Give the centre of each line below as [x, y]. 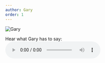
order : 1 [14, 15]
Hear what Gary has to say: [34, 39]
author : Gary [19, 10]
